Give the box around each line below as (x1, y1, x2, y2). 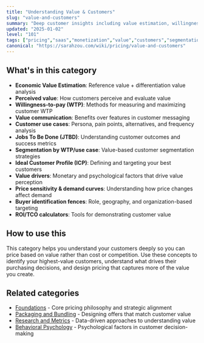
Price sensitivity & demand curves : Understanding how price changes (15, 185, 193, 192)
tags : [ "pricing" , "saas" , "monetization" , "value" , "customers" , (6, 37, 167, 43)
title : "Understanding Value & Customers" (6, 9, 115, 15)
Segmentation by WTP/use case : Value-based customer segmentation (15, 146, 194, 153)
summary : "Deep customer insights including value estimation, (6, 20, 170, 26)
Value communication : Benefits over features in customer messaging (15, 114, 190, 121)
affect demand (15, 191, 52, 198)
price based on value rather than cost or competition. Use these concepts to (6, 251, 197, 258)
